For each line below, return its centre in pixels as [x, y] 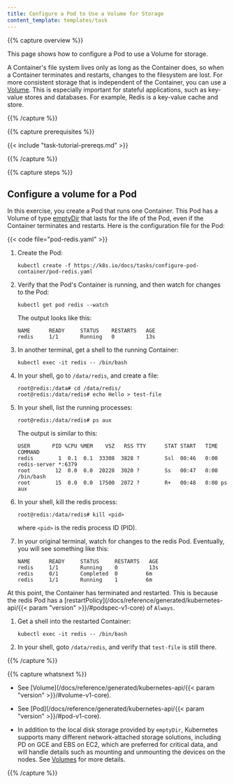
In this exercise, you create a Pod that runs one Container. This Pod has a [113, 211]
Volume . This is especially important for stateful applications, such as [107, 90]
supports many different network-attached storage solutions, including [119, 737]
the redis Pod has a [35, 600]
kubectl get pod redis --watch [63, 305]
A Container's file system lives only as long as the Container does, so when [116, 67]
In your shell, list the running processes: [75, 408]
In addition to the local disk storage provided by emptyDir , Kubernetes [118, 730]
